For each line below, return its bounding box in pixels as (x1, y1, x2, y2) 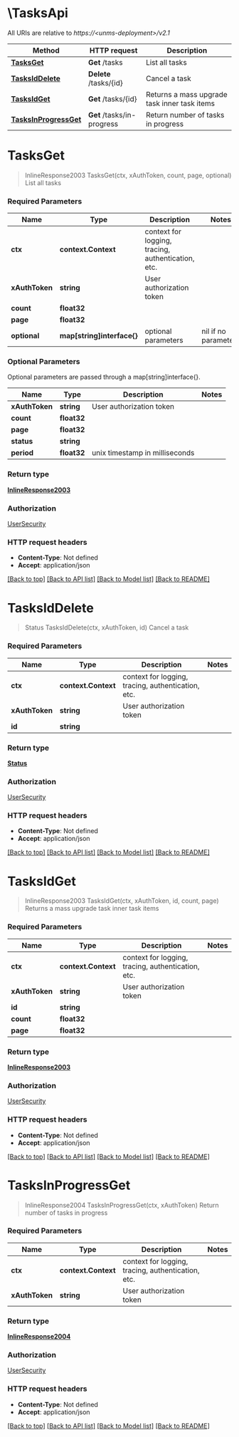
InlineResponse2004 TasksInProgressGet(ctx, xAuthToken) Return (24, 1201, 219, 1209)
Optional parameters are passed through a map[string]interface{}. (7, 372, 201, 382)
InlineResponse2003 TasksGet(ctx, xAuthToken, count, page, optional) (24, 171, 232, 179)
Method (32, 45, 60, 55)
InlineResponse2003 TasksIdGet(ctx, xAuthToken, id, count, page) (24, 897, 219, 905)
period (11, 448, 34, 458)
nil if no (201, 326, 226, 336)
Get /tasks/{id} (87, 94, 137, 104)
